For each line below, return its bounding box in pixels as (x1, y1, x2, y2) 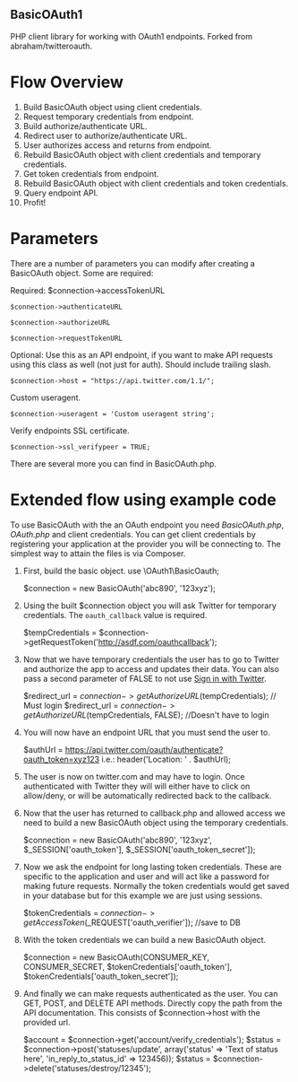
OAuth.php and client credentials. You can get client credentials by (10, 528, 256, 539)
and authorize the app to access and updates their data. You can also (22, 663, 280, 674)
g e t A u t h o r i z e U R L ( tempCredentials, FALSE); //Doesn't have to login (22, 709, 269, 720)
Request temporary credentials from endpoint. (22, 111, 194, 122)
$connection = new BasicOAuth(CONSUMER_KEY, (22, 951, 209, 963)
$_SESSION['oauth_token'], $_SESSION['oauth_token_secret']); (22, 843, 256, 855)
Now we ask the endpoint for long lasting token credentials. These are (22, 861, 282, 872)
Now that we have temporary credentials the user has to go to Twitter (22, 654, 280, 665)
